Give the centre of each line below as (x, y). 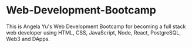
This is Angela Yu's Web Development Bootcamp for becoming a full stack (96, 26)
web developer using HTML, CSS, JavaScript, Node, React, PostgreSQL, (93, 32)
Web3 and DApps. (28, 39)
